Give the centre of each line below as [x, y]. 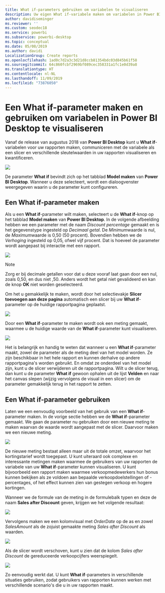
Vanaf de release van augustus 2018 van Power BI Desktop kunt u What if [80, 142]
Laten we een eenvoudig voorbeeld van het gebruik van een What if [74, 412]
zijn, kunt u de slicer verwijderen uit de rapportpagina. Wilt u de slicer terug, [82, 368]
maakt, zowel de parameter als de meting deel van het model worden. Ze [79, 352]
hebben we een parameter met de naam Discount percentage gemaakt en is [82, 225]
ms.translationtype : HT [29, 70]
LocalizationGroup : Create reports [41, 55]
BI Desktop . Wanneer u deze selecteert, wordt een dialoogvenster [72, 182]
